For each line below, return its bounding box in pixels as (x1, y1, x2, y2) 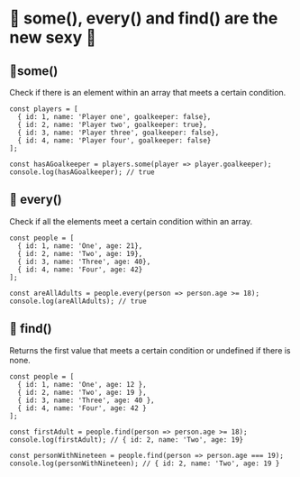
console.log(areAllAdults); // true (9, 297, 147, 306)
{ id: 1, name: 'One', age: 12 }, (17, 380, 147, 389)
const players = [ (9, 105, 78, 114)
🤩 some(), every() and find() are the (9, 8, 278, 29)
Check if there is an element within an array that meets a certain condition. (9, 87, 286, 97)
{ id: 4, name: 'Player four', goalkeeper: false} (17, 136, 212, 145)
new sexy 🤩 (9, 27, 97, 48)
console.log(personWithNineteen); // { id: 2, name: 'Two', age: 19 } (9, 459, 280, 468)
